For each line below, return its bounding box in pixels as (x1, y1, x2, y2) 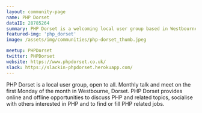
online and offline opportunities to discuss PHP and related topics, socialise (6, 94, 194, 101)
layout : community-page (6, 8, 66, 15)
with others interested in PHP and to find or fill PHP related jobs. (6, 100, 165, 107)
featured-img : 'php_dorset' (6, 31, 77, 37)
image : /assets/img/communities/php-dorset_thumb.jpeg (6, 37, 147, 43)
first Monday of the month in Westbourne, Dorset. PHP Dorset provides (6, 87, 183, 94)
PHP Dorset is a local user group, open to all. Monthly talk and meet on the (6, 81, 191, 88)
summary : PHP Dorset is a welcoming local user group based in (6, 25, 168, 32)
